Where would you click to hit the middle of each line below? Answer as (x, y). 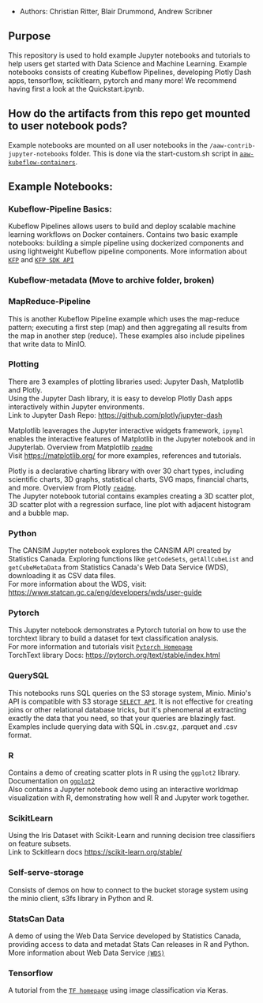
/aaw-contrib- (232, 145)
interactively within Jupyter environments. (76, 407)
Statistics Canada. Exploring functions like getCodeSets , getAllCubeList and (131, 559)
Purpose (30, 36)
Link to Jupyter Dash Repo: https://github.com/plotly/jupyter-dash (115, 415)
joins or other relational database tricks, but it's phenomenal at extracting (127, 709)
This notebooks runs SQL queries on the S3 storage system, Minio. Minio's (130, 693)
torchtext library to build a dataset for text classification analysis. (113, 638)
